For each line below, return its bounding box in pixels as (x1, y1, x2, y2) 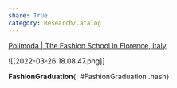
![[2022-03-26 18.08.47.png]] (8, 56, 105, 66)
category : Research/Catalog (8, 19, 102, 27)
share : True (8, 11, 48, 20)
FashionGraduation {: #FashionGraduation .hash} (8, 71, 170, 81)
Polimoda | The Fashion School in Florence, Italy (8, 40, 167, 50)
